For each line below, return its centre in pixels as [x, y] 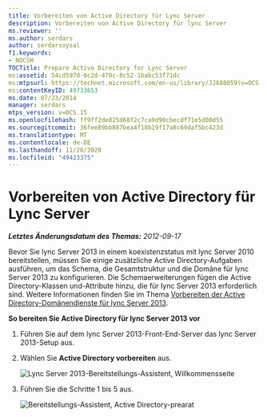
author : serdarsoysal [44, 46]
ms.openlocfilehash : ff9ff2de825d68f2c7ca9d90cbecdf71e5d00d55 [116, 120]
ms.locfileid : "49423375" [51, 157]
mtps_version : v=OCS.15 [48, 113]
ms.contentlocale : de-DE [50, 142]
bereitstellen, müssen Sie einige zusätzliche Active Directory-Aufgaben [125, 261]
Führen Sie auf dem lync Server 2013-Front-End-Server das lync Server [138, 334]
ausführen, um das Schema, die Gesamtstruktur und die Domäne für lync [129, 269]
